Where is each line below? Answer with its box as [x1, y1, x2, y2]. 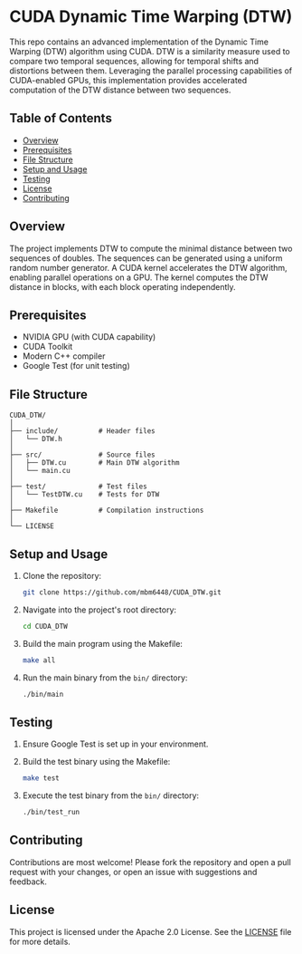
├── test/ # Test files [9, 482, 147, 491]
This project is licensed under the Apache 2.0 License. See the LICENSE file [9, 926, 292, 937]
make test [22, 774, 61, 783]
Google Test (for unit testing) [22, 361, 130, 371]
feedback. [9, 876, 47, 887]
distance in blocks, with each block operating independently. [9, 281, 236, 292]
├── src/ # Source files [9, 450, 156, 459]
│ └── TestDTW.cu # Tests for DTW [9, 490, 160, 499]
